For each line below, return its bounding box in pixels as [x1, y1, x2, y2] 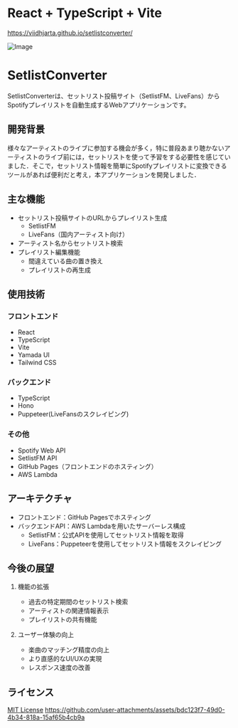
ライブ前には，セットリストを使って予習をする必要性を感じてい [44, 152, 231, 161]
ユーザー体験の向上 [17, 631, 75, 639]
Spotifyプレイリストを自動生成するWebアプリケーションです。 [7, 100, 190, 109]
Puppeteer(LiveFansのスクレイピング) [17, 410, 129, 418]
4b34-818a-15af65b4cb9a [7, 713, 85, 722]
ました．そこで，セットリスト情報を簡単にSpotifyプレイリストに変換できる [7, 162, 227, 170]
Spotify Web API [17, 446, 66, 455]
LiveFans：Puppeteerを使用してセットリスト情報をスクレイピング [28, 539, 222, 548]
